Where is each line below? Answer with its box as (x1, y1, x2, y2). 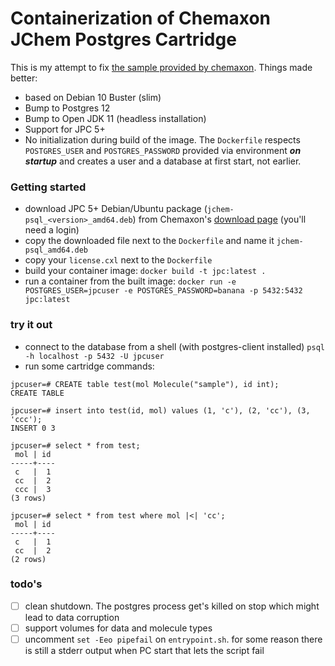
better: (10, 72, 38, 84)
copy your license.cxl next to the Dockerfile (24, 254, 213, 266)
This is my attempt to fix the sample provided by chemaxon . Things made (10, 61, 313, 73)
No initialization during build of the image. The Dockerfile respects (24, 133, 301, 146)
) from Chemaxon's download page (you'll (132, 213, 307, 226)
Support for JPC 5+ (24, 123, 106, 135)
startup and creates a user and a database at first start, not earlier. (24, 155, 302, 167)
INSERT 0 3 (10, 423, 56, 433)
